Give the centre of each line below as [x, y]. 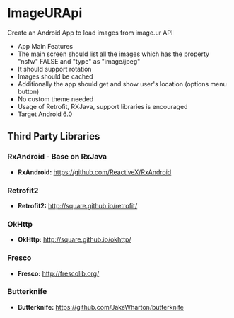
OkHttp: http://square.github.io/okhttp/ [75, 239]
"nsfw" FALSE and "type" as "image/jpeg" [79, 61]
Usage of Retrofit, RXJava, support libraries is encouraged [103, 106]
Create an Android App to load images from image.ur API [90, 33]
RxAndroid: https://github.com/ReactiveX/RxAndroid [94, 172]
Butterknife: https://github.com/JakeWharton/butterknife [100, 307]
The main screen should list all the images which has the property [113, 54]
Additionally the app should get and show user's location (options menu [122, 84]
